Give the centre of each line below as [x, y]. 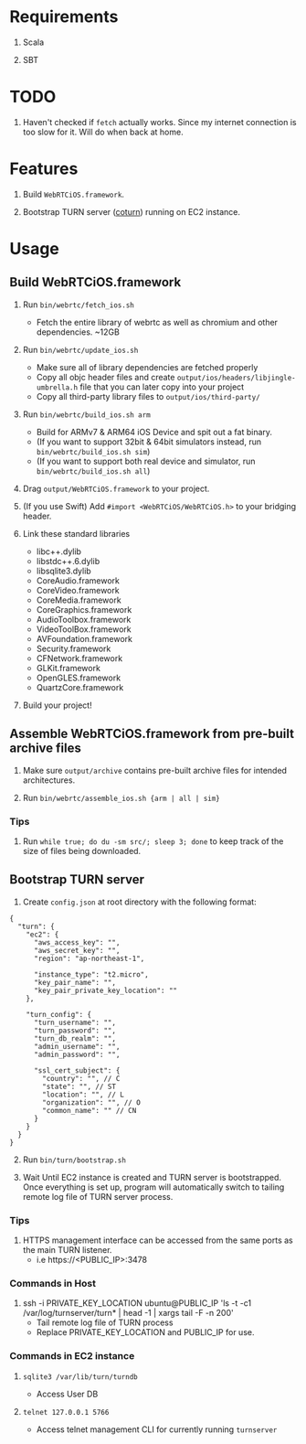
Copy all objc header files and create [106, 377]
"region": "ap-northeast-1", [89, 958]
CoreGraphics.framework [84, 609]
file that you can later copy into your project [162, 387]
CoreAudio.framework [78, 580]
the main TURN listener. [67, 1250]
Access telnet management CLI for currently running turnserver [157, 1429]
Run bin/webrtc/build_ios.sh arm [86, 414]
